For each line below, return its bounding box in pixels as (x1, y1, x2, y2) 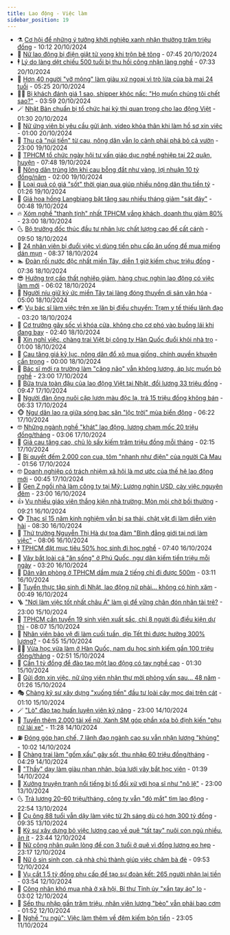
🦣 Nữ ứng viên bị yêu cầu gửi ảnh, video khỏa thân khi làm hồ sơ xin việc (16, 122, 223, 130)
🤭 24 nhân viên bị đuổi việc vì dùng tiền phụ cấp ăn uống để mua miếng (16, 242, 221, 250)
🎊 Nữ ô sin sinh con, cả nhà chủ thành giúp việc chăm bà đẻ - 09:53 (16, 855, 210, 864)
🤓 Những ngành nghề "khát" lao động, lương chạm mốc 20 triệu (16, 423, 199, 431)
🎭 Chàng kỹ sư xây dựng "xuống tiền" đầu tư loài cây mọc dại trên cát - (16, 688, 222, 697)
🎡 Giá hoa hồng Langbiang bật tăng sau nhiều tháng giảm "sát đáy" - (16, 194, 212, 203)
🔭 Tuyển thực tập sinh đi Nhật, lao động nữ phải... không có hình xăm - (16, 583, 218, 591)
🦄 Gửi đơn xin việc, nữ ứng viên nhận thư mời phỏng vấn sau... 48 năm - (16, 673, 221, 682)
